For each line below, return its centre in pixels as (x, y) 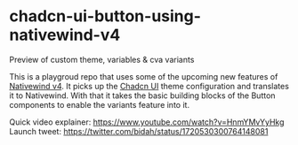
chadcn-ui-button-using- (105, 16)
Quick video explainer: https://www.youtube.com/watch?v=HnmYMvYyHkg (147, 122)
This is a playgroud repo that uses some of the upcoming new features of (144, 76)
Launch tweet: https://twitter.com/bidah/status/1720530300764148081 (139, 131)
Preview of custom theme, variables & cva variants (102, 59)
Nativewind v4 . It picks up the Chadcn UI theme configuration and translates (149, 86)
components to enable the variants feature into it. (99, 104)
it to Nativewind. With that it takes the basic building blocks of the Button (142, 95)
